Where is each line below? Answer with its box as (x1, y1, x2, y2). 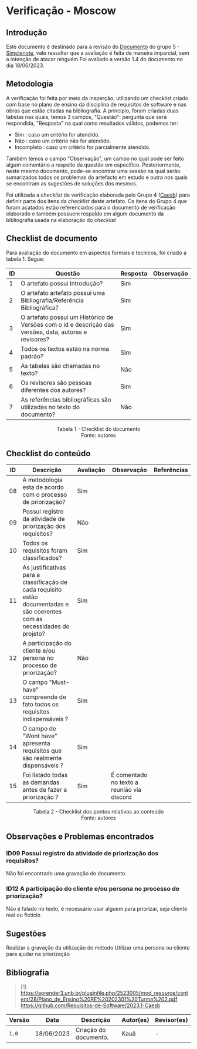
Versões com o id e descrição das (21, 320, 114, 328)
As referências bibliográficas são (21, 396, 111, 404)
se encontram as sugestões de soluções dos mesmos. (6, 180, 138, 187)
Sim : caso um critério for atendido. (14, 131, 100, 138)
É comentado (111, 771, 148, 779)
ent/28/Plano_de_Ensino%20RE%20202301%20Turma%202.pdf (20, 996, 178, 1003)
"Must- (49, 678, 70, 686)
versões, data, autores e (21, 328, 87, 336)
